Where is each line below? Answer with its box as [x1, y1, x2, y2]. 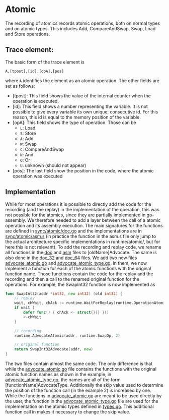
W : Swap [20, 141, 37, 147]
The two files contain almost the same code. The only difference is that [5, 361, 152, 367]
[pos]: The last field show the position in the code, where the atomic [12, 167, 154, 173]
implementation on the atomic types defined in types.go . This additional [5, 403, 154, 409]
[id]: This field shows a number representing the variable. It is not [12, 103, 148, 109]
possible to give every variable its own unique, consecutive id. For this [12, 108, 158, 114]
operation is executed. [12, 98, 59, 104]
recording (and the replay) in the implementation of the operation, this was [5, 206, 159, 212]
